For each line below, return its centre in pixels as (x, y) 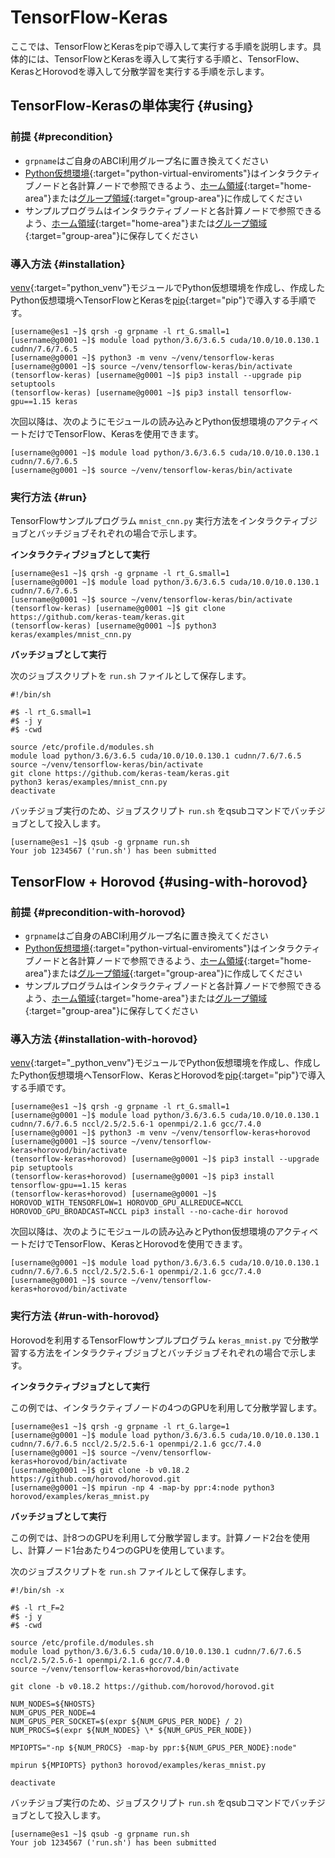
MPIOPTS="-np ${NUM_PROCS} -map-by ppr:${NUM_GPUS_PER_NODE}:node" (154, 1747)
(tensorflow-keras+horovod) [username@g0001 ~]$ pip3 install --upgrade (165, 1159)
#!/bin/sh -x (37, 1590)
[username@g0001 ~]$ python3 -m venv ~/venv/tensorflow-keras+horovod (160, 1133)
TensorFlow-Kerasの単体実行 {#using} (132, 106)
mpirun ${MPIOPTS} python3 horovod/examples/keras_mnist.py (138, 1765)
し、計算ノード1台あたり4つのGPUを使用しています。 (120, 1550)
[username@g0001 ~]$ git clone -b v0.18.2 (100, 1470)
